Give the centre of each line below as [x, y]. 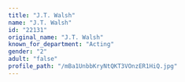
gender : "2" [28, 52]
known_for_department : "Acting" [61, 45]
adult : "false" [33, 59]
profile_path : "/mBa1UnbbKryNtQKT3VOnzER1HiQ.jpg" [93, 66]
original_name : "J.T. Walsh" [56, 37]
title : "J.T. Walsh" [42, 15]
